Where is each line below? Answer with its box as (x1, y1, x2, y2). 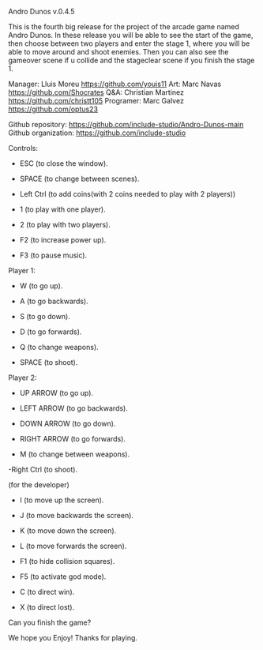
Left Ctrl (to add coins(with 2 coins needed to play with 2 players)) (19, 190, 236, 198)
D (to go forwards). (19, 327, 82, 336)
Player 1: (8, 266, 36, 275)
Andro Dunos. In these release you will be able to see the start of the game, (8, 31, 254, 39)
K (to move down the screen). (19, 526, 117, 535)
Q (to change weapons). (19, 343, 99, 351)
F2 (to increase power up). (19, 235, 107, 244)
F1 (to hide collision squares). (19, 557, 115, 565)
